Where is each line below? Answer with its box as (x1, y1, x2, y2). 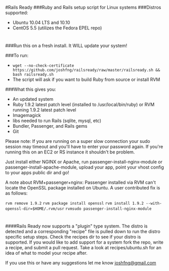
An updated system (12, 96, 54, 102)
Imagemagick (12, 112, 41, 119)
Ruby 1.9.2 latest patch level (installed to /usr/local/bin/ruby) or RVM (12, 101, 155, 108)
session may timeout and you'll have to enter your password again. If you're (5, 144, 163, 150)
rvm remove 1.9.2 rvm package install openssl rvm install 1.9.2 (5, 201, 144, 206)
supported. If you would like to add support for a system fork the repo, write (5, 239, 163, 245)
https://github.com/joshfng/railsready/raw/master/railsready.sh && (12, 68, 160, 73)
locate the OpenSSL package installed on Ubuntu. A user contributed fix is (5, 185, 160, 191)
